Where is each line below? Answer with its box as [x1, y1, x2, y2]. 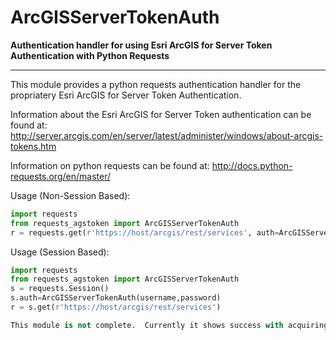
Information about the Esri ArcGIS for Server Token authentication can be [10, 108, 312, 120]
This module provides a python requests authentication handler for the [10, 78, 302, 90]
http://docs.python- [211, 159, 293, 171]
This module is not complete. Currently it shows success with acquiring [10, 320, 329, 330]
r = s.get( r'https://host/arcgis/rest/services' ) [10, 302, 222, 313]
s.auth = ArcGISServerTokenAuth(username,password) [10, 293, 222, 303]
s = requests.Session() [10, 284, 110, 294]
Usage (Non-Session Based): [10, 189, 131, 201]
